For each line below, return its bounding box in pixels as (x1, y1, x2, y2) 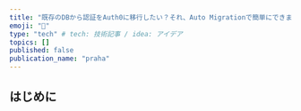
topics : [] (9, 37, 50, 47)
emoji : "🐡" (9, 21, 50, 30)
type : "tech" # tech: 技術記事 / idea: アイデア (9, 29, 184, 38)
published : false (9, 46, 74, 55)
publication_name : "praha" (9, 54, 110, 63)
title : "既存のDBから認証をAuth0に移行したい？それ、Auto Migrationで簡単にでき (9, 12, 287, 22)
